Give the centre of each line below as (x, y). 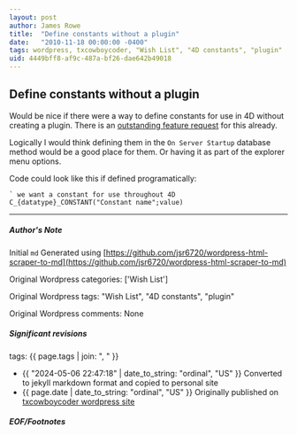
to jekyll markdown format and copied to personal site (120, 383)
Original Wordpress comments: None (76, 313)
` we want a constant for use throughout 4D (92, 194)
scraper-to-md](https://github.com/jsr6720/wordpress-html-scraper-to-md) (148, 261)
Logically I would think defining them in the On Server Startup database (140, 142)
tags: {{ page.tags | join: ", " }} (64, 356)
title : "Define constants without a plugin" (94, 34)
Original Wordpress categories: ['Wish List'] (89, 279)
